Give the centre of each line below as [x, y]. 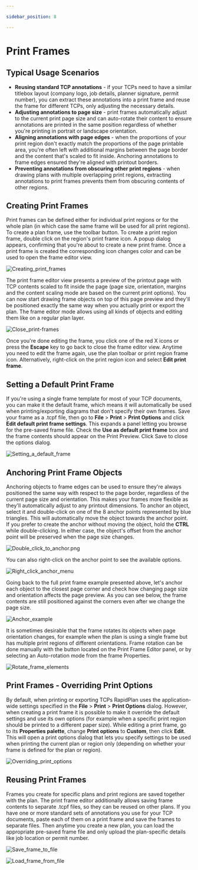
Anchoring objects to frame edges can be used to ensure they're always [94, 487]
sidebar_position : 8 [32, 17]
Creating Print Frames [47, 206]
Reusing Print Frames [46, 780]
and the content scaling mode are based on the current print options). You [96, 293]
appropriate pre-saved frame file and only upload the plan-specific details [96, 832]
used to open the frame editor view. [49, 258]
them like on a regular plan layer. [46, 318]
